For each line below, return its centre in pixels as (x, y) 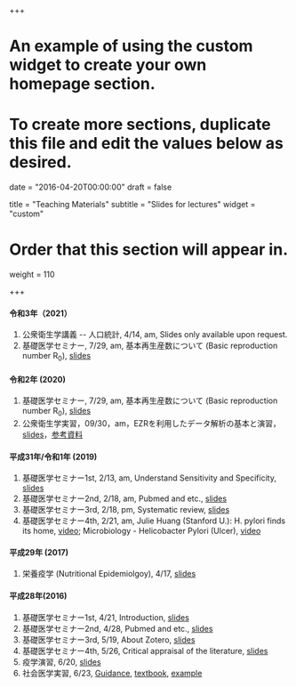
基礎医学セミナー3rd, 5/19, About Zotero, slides (108, 639)
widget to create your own (108, 65)
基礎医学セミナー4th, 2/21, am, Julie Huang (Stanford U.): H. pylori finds (154, 521)
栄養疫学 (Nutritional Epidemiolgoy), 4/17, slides (109, 574)
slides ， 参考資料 (52, 435)
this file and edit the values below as (147, 144)
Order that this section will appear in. (149, 250)
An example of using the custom (131, 46)
